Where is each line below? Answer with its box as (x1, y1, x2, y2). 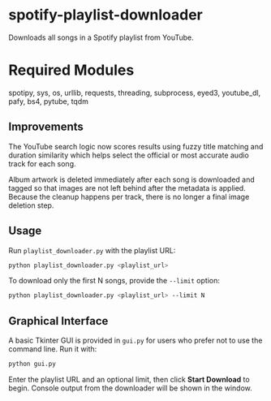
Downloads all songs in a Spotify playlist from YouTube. (8, 32, 195, 42)
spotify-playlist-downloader (8, 6, 203, 24)
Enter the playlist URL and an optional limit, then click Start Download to (8, 374, 250, 384)
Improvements (8, 120, 84, 134)
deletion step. (8, 200, 54, 210)
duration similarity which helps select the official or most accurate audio (8, 150, 250, 160)
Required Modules (8, 61, 135, 80)
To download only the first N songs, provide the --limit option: (8, 276, 221, 286)
